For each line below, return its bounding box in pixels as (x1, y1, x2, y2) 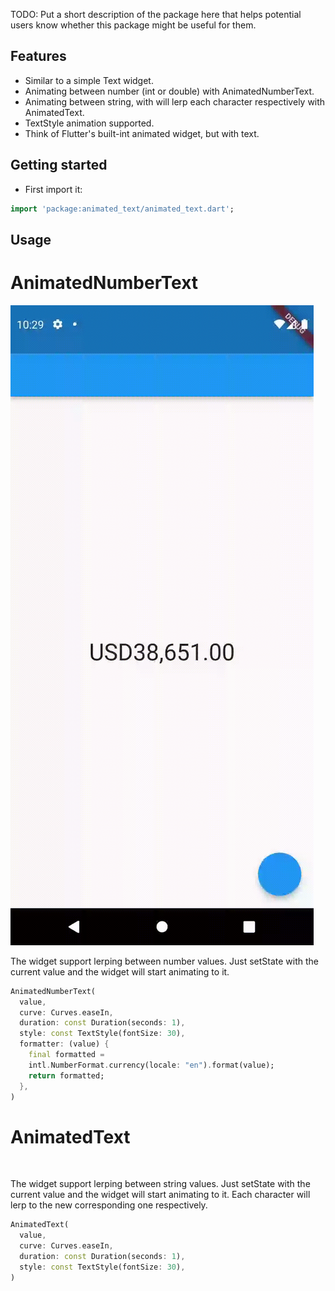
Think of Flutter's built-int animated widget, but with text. (24, 127, 260, 139)
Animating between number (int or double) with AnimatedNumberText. (24, 85, 315, 97)
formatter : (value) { (19, 1039, 110, 1049)
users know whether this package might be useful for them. (10, 19, 257, 31)
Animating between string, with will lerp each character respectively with (24, 95, 326, 108)
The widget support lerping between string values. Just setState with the (10, 1178, 311, 1190)
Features (10, 48, 67, 65)
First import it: (24, 183, 83, 195)
